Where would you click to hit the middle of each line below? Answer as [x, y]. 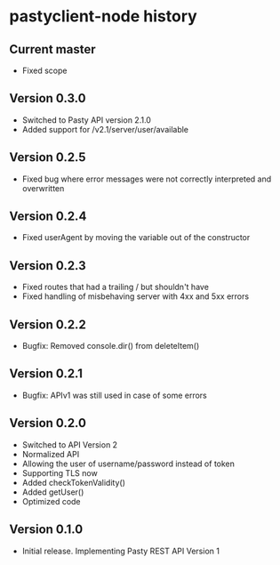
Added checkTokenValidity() [74, 482]
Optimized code [52, 501]
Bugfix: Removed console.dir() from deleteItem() [111, 346]
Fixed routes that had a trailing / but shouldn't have [115, 287]
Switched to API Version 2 [70, 444]
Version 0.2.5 [48, 157]
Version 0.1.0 [46, 530]
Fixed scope [44, 70]
